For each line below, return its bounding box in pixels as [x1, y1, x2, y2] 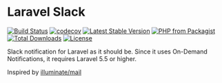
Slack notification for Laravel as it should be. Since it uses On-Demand [7, 47, 208, 56]
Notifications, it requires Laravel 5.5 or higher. [7, 54, 137, 62]
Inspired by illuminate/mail [7, 68, 81, 76]
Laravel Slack [7, 4, 85, 20]
